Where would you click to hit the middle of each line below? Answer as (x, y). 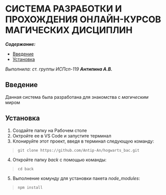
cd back (25, 169)
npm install (30, 187)
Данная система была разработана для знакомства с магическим (77, 97)
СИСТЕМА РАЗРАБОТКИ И (64, 9)
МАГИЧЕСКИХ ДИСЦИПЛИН (69, 30)
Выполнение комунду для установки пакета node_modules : (76, 178)
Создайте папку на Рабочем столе (50, 130)
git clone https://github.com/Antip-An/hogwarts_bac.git (78, 150)
